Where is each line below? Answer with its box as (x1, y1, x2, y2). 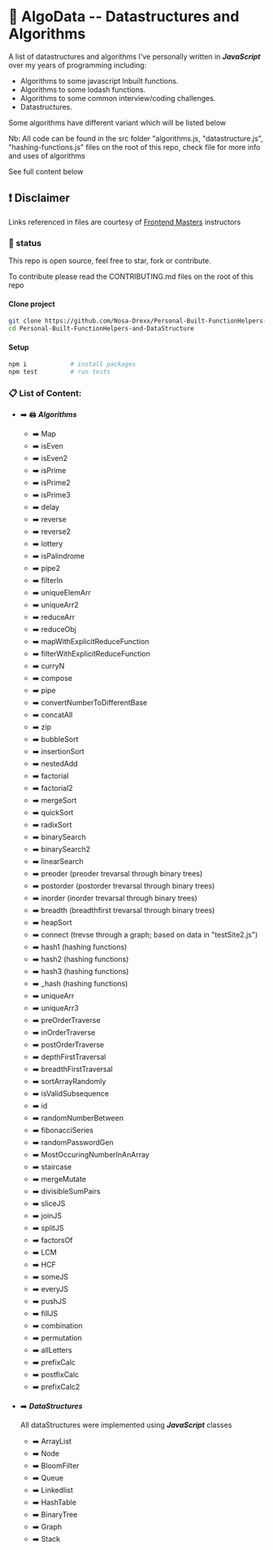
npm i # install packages (8, 360, 136, 369)
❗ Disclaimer (8, 191, 71, 205)
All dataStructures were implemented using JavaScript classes (19, 1420, 232, 1430)
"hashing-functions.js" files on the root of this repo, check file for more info (8, 142, 261, 151)
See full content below (8, 166, 84, 176)
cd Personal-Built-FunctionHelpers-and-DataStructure (8, 325, 195, 333)
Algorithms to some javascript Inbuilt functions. (19, 76, 179, 86)
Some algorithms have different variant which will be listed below (8, 117, 227, 127)
